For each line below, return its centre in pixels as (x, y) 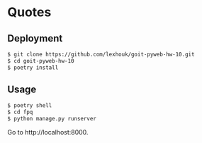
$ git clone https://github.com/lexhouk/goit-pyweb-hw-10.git (101, 54)
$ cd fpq (20, 112)
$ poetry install (33, 68)
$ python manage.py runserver (52, 119)
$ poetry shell (30, 106)
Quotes (29, 12)
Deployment (35, 38)
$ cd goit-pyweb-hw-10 (41, 61)
